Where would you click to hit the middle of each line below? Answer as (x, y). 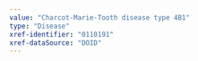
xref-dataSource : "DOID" (56, 43)
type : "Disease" (39, 26)
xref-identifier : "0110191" (62, 34)
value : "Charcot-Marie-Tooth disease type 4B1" (100, 17)
